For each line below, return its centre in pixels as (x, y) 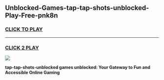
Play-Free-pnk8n (31, 16)
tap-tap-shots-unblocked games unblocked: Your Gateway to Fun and (78, 67)
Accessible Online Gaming (32, 72)
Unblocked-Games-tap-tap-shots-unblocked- (77, 8)
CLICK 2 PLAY (22, 48)
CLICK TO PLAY (24, 30)
